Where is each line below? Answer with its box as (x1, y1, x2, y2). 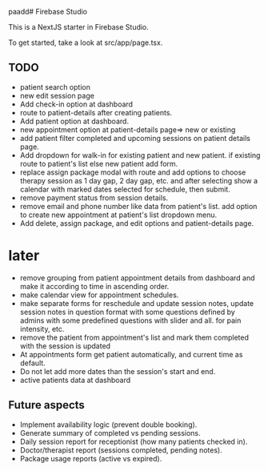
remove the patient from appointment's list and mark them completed (19, 332, 250, 342)
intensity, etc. (19, 324, 65, 333)
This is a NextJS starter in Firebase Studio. (8, 22, 150, 31)
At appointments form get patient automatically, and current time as (19, 349, 243, 359)
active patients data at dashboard (19, 375, 131, 384)
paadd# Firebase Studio (8, 7, 88, 16)
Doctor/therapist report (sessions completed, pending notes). (19, 445, 222, 455)
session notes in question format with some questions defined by (19, 307, 236, 316)
